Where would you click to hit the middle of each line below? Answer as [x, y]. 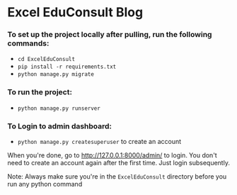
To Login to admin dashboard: [59, 126]
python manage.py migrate [56, 74]
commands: [28, 43]
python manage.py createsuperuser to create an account [99, 142]
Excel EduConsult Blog [75, 12]
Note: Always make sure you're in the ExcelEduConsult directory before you [117, 177]
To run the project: [40, 92]
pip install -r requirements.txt [67, 67]
